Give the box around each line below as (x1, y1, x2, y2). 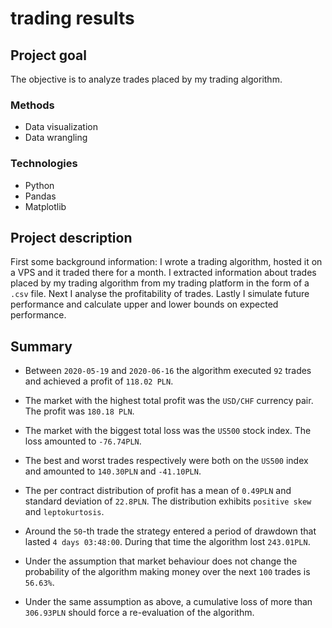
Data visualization (24, 121, 99, 133)
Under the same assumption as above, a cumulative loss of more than (24, 596, 313, 608)
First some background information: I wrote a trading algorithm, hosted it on (10, 256, 323, 268)
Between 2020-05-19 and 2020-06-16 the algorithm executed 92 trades (24, 365, 312, 377)
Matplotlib (24, 200, 67, 212)
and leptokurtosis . (24, 506, 105, 518)
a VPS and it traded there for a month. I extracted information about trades (10, 267, 317, 279)
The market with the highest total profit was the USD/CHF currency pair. (24, 395, 314, 407)
